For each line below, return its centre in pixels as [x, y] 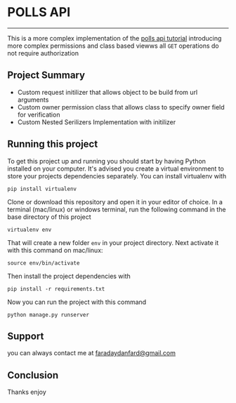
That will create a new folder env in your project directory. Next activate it [113, 242]
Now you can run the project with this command [77, 302]
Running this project [53, 144]
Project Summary [46, 75]
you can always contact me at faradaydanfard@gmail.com [92, 353]
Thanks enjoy [27, 392]
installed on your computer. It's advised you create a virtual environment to [116, 169]
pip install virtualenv [42, 189]
